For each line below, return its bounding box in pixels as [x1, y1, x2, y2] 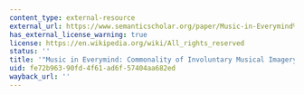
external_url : [9, 22, 63, 31]
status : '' [9, 47, 51, 56]
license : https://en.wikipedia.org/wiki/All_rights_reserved [9, 38, 245, 48]
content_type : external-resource [9, 13, 136, 23]
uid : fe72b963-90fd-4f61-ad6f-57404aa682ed [9, 64, 176, 73]
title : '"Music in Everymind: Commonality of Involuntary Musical [9, 55, 265, 64]
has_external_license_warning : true [9, 30, 147, 39]
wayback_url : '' [9, 72, 71, 81]
